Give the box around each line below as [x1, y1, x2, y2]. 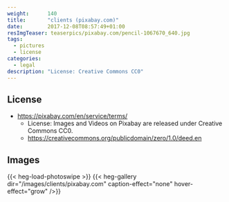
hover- [174, 180, 194, 188]
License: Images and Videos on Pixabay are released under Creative [27, 119, 223, 128]
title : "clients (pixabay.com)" [7, 17, 119, 24]
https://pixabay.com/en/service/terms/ [17, 112, 128, 120]
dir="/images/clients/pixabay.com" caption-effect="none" [7, 180, 173, 188]
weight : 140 [7, 10, 57, 17]
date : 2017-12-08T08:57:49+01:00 [7, 23, 126, 30]
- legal [13, 62, 36, 68]
